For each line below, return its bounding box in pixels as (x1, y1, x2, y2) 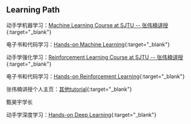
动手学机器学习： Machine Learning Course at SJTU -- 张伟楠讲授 (6, 21, 169, 29)
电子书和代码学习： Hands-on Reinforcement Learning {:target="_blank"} (6, 72, 185, 80)
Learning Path (6, 5, 60, 15)
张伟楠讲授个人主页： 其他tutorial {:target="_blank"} (6, 85, 133, 93)
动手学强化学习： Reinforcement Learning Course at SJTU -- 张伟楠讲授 (6, 54, 184, 61)
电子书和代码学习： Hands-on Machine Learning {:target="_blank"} (6, 40, 170, 48)
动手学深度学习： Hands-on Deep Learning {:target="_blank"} (6, 111, 157, 118)
